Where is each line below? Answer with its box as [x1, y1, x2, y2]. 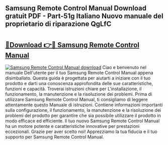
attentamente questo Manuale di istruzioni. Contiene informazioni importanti [5, 102, 163, 108]
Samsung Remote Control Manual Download [5, 4, 147, 13]
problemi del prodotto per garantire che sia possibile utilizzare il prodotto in [5, 113, 161, 118]
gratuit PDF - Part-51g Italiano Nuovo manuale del [5, 12, 163, 21]
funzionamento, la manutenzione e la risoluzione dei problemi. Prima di [5, 91, 152, 97]
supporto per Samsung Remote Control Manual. [5, 134, 104, 140]
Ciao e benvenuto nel [102, 64, 147, 70]
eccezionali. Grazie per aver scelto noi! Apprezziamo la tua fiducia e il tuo [5, 128, 157, 134]
